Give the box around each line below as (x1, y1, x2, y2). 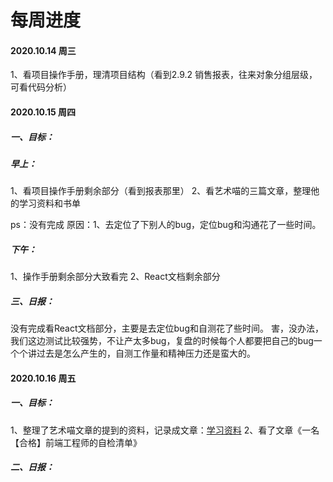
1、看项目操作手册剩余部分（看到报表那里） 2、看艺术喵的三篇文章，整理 (10, 185, 312, 197)
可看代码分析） (10, 81, 72, 93)
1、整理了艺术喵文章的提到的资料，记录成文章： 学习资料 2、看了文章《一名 (10, 424, 320, 436)
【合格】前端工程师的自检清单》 (10, 436, 142, 448)
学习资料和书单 (18, 197, 81, 210)
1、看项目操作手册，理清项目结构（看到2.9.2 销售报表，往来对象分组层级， (10, 69, 318, 81)
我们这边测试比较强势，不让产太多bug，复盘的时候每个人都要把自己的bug (10, 335, 314, 347)
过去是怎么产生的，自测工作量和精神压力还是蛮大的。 (36, 347, 256, 360)
